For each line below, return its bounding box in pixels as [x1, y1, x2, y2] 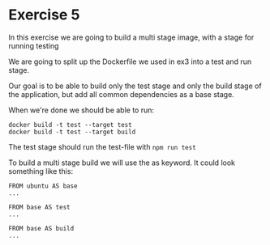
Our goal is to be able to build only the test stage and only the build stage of [8, 81, 262, 91]
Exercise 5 [8, 6, 80, 24]
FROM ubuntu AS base [8, 182, 79, 190]
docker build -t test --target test [8, 120, 132, 129]
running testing [8, 40, 59, 50]
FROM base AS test [8, 203, 71, 211]
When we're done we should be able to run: [8, 105, 155, 115]
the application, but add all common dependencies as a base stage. [8, 89, 235, 99]
